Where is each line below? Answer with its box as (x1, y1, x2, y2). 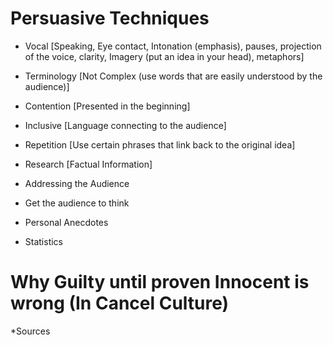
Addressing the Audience (24, 177, 130, 189)
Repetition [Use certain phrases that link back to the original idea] (24, 138, 296, 151)
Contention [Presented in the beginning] (24, 100, 191, 112)
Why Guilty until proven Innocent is (10, 271, 310, 294)
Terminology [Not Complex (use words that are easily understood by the (24, 70, 323, 82)
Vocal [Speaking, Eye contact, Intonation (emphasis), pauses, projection (24, 40, 322, 52)
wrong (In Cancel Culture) (10, 292, 230, 315)
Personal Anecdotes (24, 216, 109, 228)
